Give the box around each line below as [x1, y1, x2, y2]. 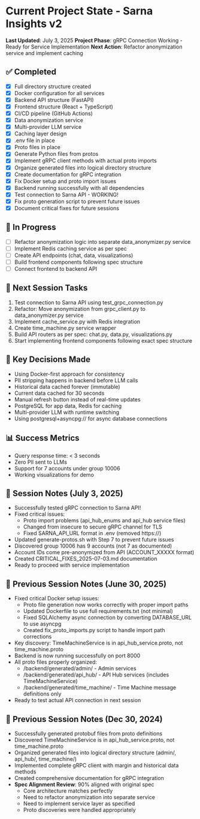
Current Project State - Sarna [5, 4, 153, 18]
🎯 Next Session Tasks [5, 283, 88, 293]
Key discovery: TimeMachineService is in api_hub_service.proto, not [14, 639, 183, 646]
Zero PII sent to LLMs [14, 458, 67, 466]
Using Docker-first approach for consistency [14, 370, 125, 377]
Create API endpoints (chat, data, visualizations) [14, 252, 134, 259]
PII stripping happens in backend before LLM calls [14, 376, 138, 384]
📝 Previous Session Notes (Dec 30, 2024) [5, 714, 163, 724]
